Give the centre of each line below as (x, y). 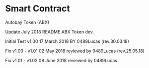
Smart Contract (38, 9)
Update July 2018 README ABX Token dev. (50, 32)
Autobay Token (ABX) (27, 22)
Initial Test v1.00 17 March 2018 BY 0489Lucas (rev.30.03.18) (67, 41)
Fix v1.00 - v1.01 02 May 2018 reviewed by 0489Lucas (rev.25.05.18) (75, 51)
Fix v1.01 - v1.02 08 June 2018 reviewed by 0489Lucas (61, 60)
